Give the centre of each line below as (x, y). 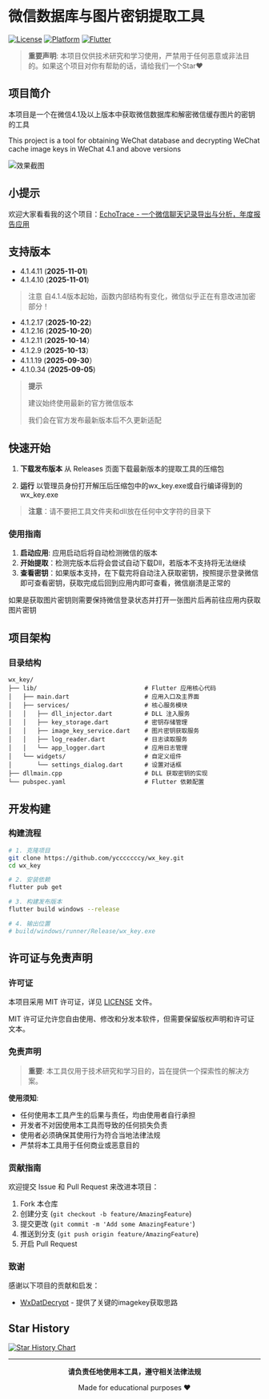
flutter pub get (35, 888)
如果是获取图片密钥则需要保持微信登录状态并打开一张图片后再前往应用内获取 (134, 600)
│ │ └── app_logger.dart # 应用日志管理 (98, 748)
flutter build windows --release (64, 910)
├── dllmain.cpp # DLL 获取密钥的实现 (108, 774)
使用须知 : (24, 1098)
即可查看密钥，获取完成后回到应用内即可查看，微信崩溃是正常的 (125, 583)
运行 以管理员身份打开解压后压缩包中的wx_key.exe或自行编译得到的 (131, 486)
